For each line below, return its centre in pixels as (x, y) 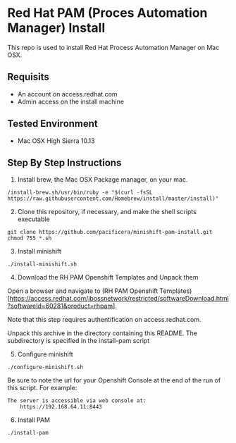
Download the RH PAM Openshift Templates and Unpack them (108, 277)
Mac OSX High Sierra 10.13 (56, 141)
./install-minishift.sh (42, 264)
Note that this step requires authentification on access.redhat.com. (104, 320)
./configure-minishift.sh (45, 368)
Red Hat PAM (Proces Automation (107, 13)
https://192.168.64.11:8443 (61, 407)
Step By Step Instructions (64, 162)
